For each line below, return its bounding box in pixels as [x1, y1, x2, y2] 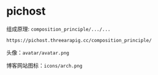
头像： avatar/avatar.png [6, 49, 69, 56]
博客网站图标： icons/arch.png [6, 62, 83, 69]
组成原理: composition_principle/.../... [6, 25, 111, 32]
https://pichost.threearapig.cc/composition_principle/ [6, 37, 152, 43]
